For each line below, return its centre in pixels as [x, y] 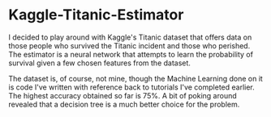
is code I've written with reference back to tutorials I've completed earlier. [132, 87]
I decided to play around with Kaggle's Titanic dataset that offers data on [130, 37]
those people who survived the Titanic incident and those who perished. [129, 45]
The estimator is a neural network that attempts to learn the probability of [131, 54]
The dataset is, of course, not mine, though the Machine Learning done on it [136, 78]
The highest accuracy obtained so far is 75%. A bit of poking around [123, 95]
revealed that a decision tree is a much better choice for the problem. [124, 104]
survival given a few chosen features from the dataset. [99, 63]
